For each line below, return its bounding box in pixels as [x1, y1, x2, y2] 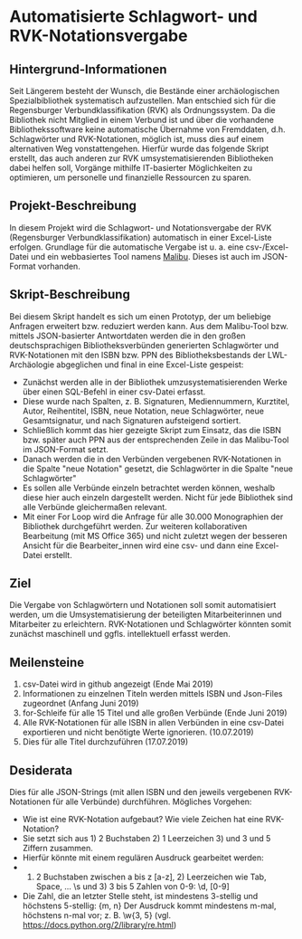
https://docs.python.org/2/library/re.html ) [22, 920, 177, 931]
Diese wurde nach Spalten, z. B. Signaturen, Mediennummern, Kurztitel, [22, 395, 290, 406]
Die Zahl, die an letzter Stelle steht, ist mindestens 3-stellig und [22, 891, 259, 902]
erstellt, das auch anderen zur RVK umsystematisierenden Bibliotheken [9, 153, 274, 164]
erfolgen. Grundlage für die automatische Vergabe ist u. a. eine [9, 242, 244, 252]
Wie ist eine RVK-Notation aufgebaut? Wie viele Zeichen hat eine [22, 814, 264, 825]
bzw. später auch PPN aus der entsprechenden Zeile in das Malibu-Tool [22, 434, 289, 445]
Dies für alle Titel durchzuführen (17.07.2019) [22, 736, 189, 747]
